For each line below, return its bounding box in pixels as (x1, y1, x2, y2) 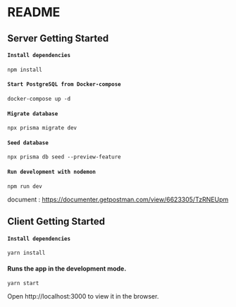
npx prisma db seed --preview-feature (7, 153, 121, 161)
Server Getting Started (7, 32, 109, 44)
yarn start (7, 280, 39, 287)
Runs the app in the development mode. (7, 264, 127, 272)
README (7, 4, 61, 20)
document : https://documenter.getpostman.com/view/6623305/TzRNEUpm (7, 195, 229, 203)
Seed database (7, 139, 49, 146)
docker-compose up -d (7, 95, 71, 102)
